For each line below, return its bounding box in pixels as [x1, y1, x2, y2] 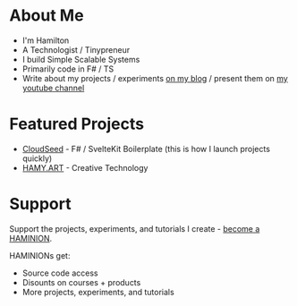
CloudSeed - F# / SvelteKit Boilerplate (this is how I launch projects [21, 143, 271, 154]
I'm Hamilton [21, 35, 70, 46]
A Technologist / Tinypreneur [21, 44, 131, 55]
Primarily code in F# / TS [21, 64, 115, 74]
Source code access [21, 268, 98, 278]
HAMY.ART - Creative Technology [21, 162, 148, 173]
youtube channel [21, 82, 85, 93]
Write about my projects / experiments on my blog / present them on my [21, 72, 288, 83]
